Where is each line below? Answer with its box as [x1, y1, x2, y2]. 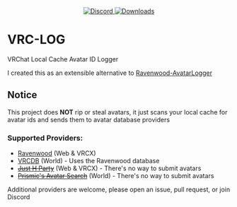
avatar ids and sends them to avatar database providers [7, 115, 170, 124]
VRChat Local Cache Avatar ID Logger [7, 54, 119, 63]
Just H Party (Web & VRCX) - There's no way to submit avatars [17, 164, 202, 172]
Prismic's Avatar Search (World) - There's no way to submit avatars [17, 172, 214, 180]
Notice [7, 89, 37, 101]
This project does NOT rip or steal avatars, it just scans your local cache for [7, 107, 228, 116]
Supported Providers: [7, 133, 83, 143]
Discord [7, 193, 30, 201]
